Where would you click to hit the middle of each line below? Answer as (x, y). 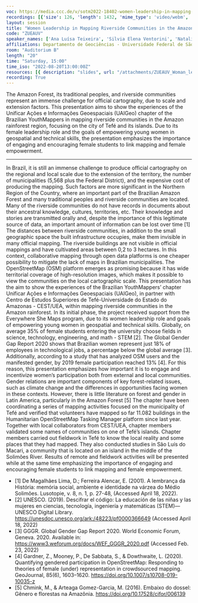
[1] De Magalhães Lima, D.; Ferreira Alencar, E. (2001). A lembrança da (100, 481)
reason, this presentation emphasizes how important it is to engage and (93, 369)
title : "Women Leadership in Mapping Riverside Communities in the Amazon (100, 28)
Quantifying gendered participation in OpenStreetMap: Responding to (99, 563)
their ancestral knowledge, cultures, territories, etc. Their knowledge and (95, 212)
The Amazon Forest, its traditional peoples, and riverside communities (91, 95)
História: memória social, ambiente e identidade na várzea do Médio (97, 487)
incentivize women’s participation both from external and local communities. (99, 375)
